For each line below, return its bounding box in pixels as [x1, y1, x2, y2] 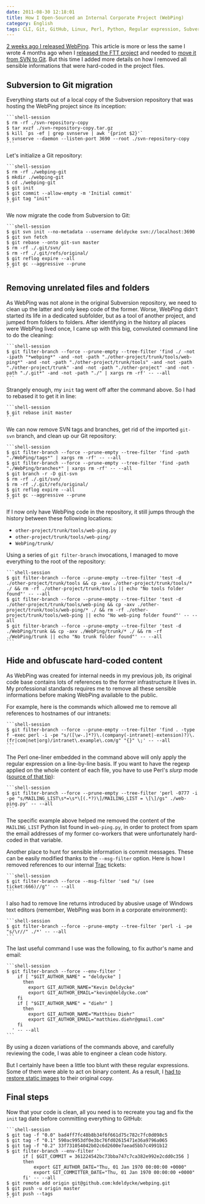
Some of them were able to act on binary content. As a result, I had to [6, 1068, 181, 1075]
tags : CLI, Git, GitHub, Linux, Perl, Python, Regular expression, [6, 26, 182, 32]
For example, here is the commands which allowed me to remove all [6, 703, 177, 710]
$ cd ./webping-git [6, 180, 56, 186]
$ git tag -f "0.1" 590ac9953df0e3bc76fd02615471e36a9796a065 [6, 1137, 168, 1144]
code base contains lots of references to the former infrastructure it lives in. [6, 678, 197, 686]
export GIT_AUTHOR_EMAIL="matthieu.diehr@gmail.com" [28, 1016, 165, 1023]
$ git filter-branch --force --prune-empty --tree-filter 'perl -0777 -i [6, 790, 198, 796]
